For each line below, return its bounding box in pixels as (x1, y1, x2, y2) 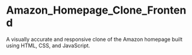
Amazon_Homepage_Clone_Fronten (6, 4, 187, 17)
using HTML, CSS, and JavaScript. (6, 42, 90, 49)
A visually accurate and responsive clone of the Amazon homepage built (6, 35, 183, 43)
